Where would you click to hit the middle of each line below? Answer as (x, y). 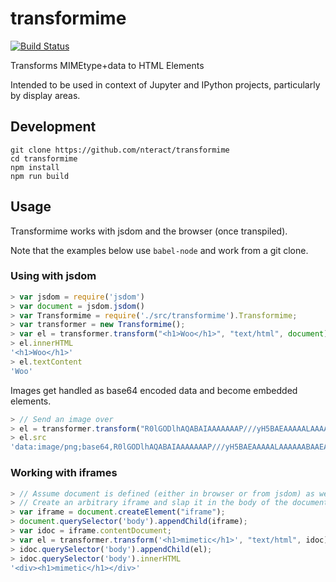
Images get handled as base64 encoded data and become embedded (154, 390)
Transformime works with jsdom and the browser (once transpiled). (149, 231)
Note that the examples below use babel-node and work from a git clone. (159, 250)
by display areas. (45, 95)
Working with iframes (64, 473)
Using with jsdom (53, 276)
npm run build (40, 176)
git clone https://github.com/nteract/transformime (120, 150)
